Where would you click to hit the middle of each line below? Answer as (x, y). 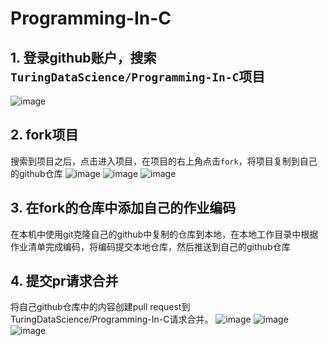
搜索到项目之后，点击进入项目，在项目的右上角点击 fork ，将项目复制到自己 (164, 161)
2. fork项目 (44, 135)
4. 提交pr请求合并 (64, 281)
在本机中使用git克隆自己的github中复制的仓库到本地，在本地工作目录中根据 (164, 234)
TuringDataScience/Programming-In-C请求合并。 (112, 319)
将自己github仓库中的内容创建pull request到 (100, 307)
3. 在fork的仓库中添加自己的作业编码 (123, 208)
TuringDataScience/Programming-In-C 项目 (138, 76)
